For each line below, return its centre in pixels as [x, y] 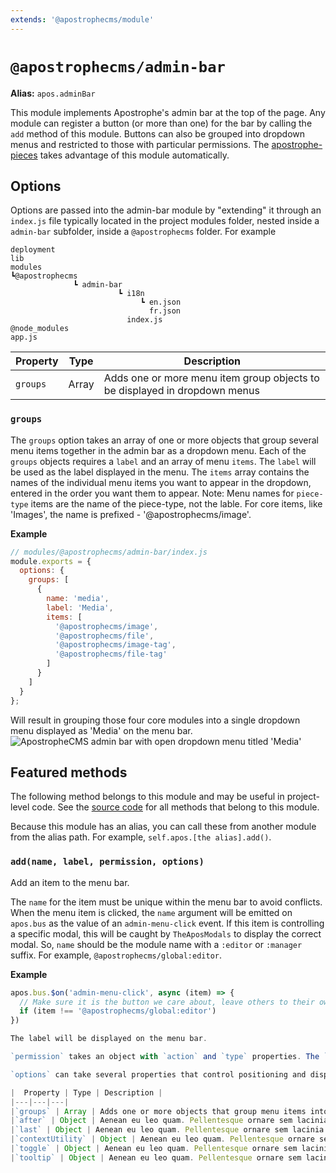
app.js [24, 337]
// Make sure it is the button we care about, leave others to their [167, 1002]
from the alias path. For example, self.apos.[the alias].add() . [141, 837]
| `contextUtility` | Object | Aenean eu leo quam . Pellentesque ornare [162, 1139]
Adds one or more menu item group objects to [211, 378]
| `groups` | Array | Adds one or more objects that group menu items [158, 1111]
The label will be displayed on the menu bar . [109, 1039]
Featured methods [69, 772]
